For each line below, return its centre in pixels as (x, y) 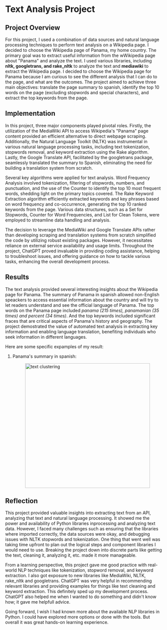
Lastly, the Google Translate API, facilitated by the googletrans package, (79, 157)
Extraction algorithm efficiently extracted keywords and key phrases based (82, 199)
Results (17, 277)
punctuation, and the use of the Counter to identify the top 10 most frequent (83, 188)
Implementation (30, 113)
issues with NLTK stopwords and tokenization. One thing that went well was (83, 539)
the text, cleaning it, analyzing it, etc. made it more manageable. (71, 555)
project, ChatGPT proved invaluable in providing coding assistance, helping (83, 251)
